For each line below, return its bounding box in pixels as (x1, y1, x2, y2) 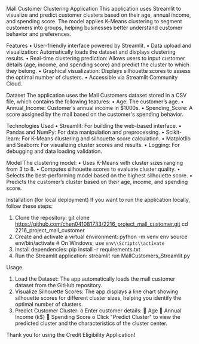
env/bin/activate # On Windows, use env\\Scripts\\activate (14, 239, 165, 247)
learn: (6, 135, 21, 142)
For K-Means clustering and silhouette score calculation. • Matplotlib (22, 135, 191, 142)
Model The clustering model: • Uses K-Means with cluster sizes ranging (6, 159, 183, 166)
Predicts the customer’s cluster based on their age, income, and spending (6, 179, 188, 185)
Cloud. (6, 80, 23, 87)
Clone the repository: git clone (14, 214, 90, 221)
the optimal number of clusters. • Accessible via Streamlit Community (6, 74, 178, 81)
